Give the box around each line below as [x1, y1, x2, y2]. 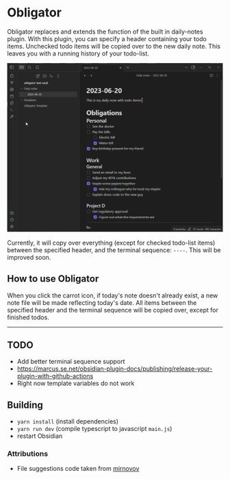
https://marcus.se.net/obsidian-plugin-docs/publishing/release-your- [16, 365, 213, 373]
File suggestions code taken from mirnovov [16, 465, 140, 473]
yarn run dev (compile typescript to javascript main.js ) [16, 425, 172, 433]
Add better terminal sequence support [16, 358, 125, 366]
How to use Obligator [7, 273, 99, 285]
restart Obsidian [16, 432, 63, 440]
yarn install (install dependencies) [16, 417, 118, 426]
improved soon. [7, 253, 51, 261]
